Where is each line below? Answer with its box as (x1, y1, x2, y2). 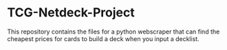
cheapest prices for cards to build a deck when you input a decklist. (7, 34, 199, 42)
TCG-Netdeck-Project (7, 5, 136, 21)
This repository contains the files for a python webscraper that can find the (7, 27, 220, 36)
